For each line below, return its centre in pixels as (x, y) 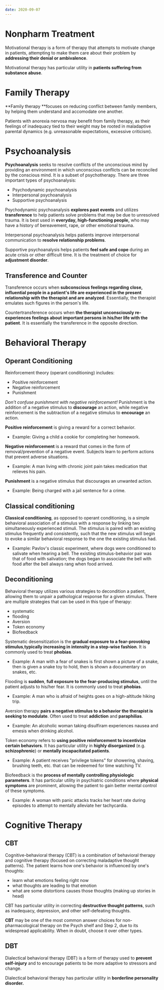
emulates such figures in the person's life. (47, 303)
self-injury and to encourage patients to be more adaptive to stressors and (81, 963)
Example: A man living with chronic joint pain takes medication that (80, 467)
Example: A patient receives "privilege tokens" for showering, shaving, (83, 760)
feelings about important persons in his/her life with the (90, 318)
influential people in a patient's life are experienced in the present (73, 293)
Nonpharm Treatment (50, 34)
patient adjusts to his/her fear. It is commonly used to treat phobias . (73, 687)
